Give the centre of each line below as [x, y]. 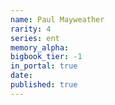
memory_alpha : [40, 47]
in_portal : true [44, 66]
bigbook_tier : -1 [46, 57]
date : [21, 76]
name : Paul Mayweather [57, 19]
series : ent [35, 38]
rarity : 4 [31, 29]
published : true [44, 85]
